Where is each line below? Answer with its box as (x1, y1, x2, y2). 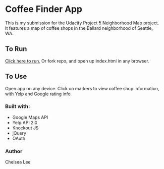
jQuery (12, 130, 26, 136)
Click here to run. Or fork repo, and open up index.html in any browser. (5, 58, 150, 64)
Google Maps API (12, 114, 48, 120)
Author (5, 148, 23, 155)
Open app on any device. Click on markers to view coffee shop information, (5, 85, 160, 91)
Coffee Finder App (5, 3, 83, 15)
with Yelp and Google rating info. (5, 91, 72, 97)
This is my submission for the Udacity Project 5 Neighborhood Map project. (5, 20, 160, 26)
